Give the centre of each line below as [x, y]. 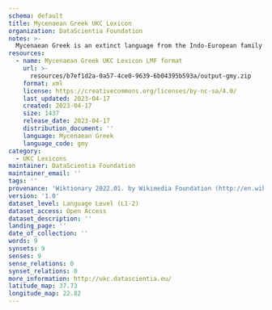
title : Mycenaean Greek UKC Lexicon [70, 23]
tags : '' [23, 181]
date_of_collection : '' [49, 234]
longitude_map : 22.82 [45, 294]
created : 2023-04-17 [57, 106]
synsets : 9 [27, 249]
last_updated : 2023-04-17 [67, 98]
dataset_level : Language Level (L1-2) [74, 203]
